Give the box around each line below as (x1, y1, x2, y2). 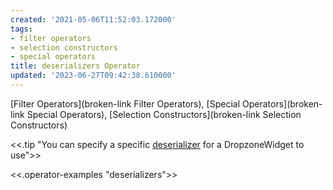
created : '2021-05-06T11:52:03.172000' (10, 14, 177, 25)
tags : (10, 24, 33, 34)
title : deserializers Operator (10, 61, 141, 71)
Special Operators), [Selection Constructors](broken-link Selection (26, 108, 302, 120)
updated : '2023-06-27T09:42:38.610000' (10, 71, 177, 81)
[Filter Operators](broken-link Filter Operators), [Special (10, 97, 241, 110)
